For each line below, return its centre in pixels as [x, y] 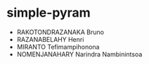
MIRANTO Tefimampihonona [58, 47]
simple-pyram [48, 13]
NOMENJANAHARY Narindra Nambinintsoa [79, 54]
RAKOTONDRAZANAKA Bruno [60, 32]
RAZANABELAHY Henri [50, 39]
